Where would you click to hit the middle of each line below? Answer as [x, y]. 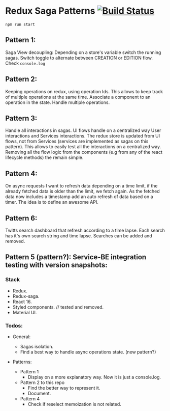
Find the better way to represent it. [64, 388]
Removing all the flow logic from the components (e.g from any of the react [84, 152]
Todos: [14, 325]
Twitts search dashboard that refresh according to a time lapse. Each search [85, 230]
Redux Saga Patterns [50, 11]
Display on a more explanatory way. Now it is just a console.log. [94, 377]
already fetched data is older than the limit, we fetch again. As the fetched [82, 191]
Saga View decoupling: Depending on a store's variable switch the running [83, 52]
